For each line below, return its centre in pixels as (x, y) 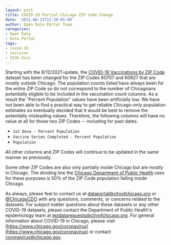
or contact (100, 232)
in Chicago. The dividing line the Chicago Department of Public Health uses (85, 173)
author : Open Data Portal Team (39, 24)
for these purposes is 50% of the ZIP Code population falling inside (76, 178)
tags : (11, 44)
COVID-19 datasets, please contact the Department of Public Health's (79, 210)
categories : (18, 29)
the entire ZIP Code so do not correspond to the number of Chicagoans (81, 89)
